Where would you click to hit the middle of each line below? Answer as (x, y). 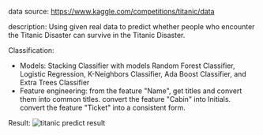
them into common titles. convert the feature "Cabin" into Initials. (125, 99)
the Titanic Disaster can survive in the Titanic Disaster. (97, 35)
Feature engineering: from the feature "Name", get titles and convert (131, 91)
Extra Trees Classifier (54, 82)
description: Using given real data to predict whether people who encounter (131, 26)
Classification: (31, 50)
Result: (19, 123)
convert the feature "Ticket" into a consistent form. (102, 107)
